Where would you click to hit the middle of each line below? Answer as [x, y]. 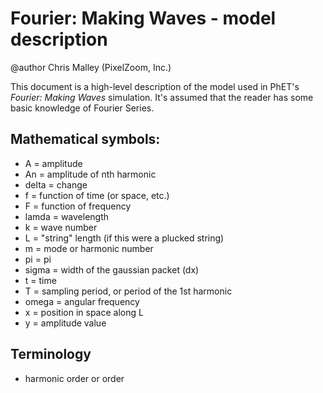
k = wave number [61, 227]
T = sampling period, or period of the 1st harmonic [128, 291]
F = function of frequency [78, 206]
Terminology [51, 354]
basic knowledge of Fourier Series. [82, 108]
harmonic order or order [74, 378]
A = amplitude [53, 163]
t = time [40, 280]
